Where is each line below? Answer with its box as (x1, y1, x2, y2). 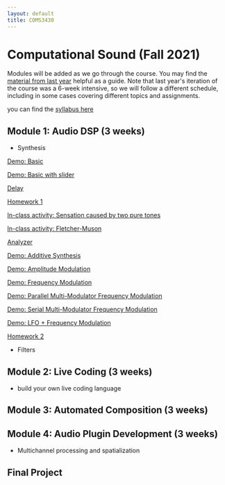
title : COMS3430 (7, 17, 54, 24)
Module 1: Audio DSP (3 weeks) (7, 125, 145, 137)
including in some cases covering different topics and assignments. (7, 92, 200, 100)
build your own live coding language (17, 384, 122, 393)
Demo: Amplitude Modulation (7, 265, 91, 273)
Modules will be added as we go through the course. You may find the (7, 69, 208, 78)
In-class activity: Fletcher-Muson (7, 224, 102, 233)
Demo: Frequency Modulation (7, 279, 92, 287)
